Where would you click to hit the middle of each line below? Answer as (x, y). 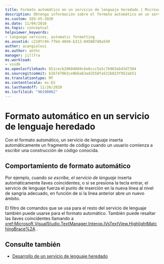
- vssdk (13, 64)
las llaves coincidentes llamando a (40, 218)
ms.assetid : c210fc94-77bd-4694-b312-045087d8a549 (58, 42)
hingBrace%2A (20, 229)
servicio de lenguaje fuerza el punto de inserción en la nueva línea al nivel (79, 188)
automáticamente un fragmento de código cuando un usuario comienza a (79, 145)
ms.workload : (18, 60)
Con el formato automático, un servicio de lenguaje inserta (64, 140)
